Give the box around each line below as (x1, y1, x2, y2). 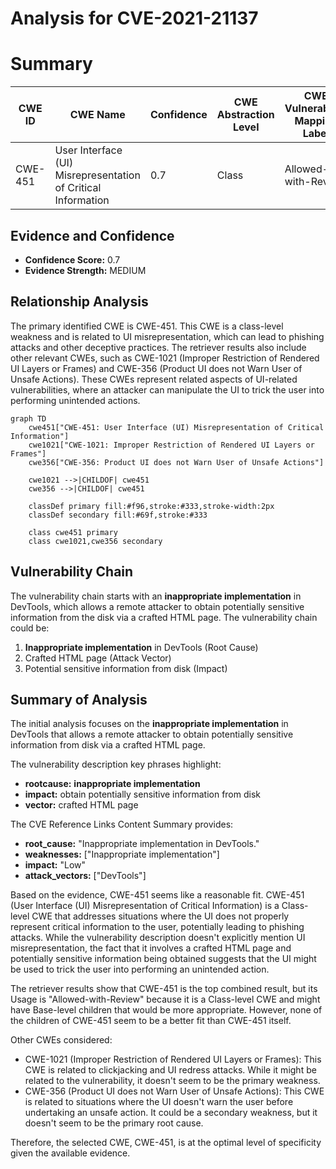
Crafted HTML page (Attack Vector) (24, 652, 172, 664)
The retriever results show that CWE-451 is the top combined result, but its (10, 983, 318, 995)
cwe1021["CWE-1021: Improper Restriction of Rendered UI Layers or (28, 440, 315, 450)
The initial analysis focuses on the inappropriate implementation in (10, 718, 289, 730)
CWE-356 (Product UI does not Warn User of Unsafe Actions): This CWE (24, 1085, 325, 1097)
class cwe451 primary (28, 527, 118, 537)
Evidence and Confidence (10, 227, 175, 244)
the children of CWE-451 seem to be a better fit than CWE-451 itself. (10, 1015, 292, 1027)
